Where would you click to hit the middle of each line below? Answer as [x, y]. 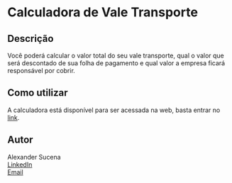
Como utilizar [38, 93]
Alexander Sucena [34, 157]
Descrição [31, 39]
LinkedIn [20, 165]
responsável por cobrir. [42, 71]
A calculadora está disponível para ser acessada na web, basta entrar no [114, 110]
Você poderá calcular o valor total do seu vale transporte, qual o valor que [116, 55]
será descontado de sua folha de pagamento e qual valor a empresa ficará [116, 63]
